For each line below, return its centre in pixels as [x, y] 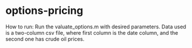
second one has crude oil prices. [45, 39]
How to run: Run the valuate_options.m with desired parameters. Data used [96, 27]
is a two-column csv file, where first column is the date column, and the [92, 32]
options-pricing [44, 11]
